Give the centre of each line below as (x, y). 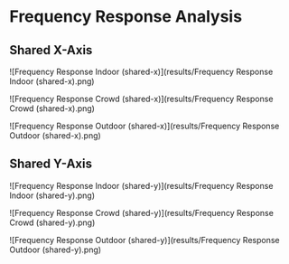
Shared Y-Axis (51, 164)
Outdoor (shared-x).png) (55, 136)
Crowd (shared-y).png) (52, 222)
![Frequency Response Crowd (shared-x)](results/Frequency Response (141, 99)
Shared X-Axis (51, 50)
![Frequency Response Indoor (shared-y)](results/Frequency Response (141, 185)
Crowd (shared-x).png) (52, 108)
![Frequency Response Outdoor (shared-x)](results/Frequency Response (144, 126)
